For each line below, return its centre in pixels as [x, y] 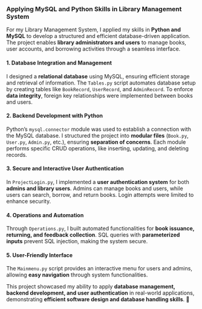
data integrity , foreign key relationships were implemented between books [100, 95]
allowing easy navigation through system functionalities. [77, 275]
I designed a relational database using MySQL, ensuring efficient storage [98, 76]
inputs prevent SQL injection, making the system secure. [77, 241]
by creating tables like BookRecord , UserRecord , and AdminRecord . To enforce [100, 89]
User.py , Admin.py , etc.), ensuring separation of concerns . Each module [96, 142]
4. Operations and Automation [45, 215]
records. [17, 154]
